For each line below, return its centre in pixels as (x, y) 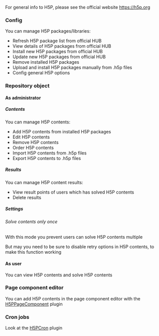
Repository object (27, 86)
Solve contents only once (31, 221)
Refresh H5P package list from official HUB (57, 41)
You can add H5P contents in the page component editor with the (73, 298)
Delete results (27, 197)
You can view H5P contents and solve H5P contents (59, 275)
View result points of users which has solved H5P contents (73, 192)
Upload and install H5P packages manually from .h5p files (72, 68)
